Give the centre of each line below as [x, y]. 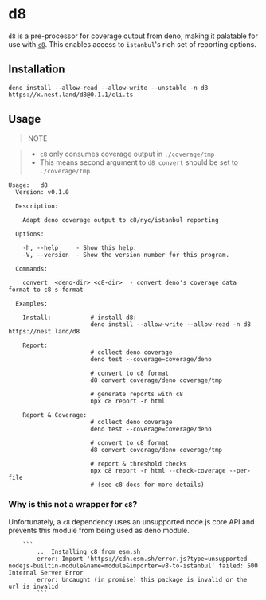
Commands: [31, 269]
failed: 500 [239, 566]
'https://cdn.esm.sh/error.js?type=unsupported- [168, 559]
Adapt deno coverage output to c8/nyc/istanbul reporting [121, 220]
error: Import [60, 559]
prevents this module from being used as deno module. [99, 530]
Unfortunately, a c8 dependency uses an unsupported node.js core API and [131, 521]
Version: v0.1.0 [42, 192]
